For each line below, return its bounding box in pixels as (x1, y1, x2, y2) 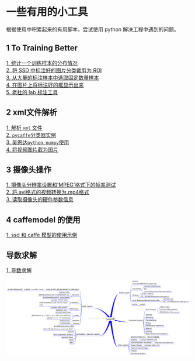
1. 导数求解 (6, 267, 32, 274)
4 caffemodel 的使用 (6, 215, 81, 225)
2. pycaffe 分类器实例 (6, 131, 57, 138)
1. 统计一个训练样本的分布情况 (6, 59, 78, 66)
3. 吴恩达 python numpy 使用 (6, 139, 69, 146)
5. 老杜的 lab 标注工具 (6, 88, 58, 95)
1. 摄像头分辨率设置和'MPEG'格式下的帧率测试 (6, 181, 116, 188)
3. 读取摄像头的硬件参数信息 (6, 196, 74, 203)
